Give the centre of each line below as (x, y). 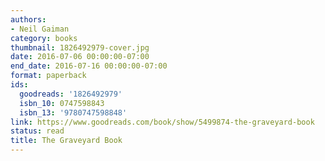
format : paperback (48, 76)
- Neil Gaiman (40, 29)
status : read (37, 131)
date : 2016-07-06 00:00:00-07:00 (80, 57)
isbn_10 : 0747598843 (62, 103)
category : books (44, 38)
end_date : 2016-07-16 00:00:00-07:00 (89, 66)
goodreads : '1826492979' (71, 94)
